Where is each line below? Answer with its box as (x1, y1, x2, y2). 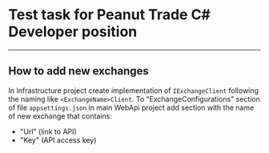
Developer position (8, 22, 138, 41)
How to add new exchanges (8, 64, 150, 78)
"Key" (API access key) (19, 135, 97, 145)
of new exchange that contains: (8, 111, 112, 121)
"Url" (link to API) (19, 127, 78, 136)
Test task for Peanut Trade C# (8, 6, 211, 24)
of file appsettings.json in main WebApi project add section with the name (8, 103, 255, 112)
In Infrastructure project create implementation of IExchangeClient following (8, 86, 259, 95)
